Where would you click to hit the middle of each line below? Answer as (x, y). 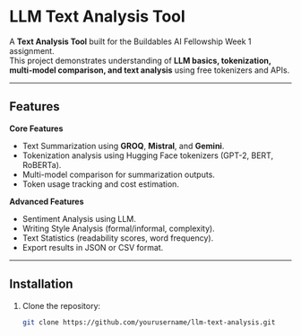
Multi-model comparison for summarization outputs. (118, 174)
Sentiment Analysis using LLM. (79, 218)
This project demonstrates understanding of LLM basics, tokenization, (140, 60)
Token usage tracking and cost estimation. (100, 184)
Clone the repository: (61, 305)
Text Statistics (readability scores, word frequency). (118, 238)
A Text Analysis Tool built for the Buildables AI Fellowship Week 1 (130, 41)
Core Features (36, 128)
